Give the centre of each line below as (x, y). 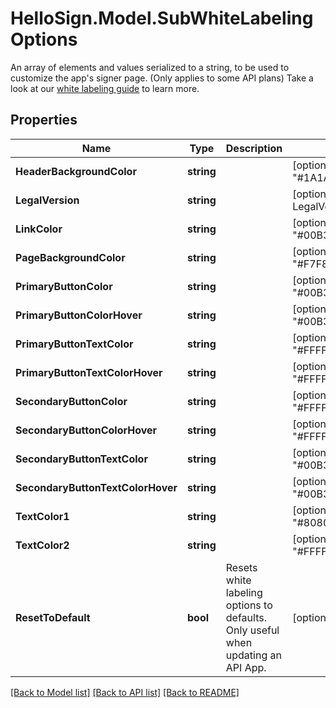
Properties (44, 120)
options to (249, 605)
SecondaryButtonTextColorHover (96, 487)
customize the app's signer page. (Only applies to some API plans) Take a (162, 78)
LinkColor (39, 229)
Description (254, 148)
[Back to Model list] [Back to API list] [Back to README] (125, 692)
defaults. (246, 617)
